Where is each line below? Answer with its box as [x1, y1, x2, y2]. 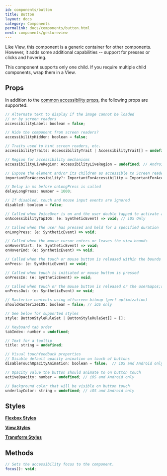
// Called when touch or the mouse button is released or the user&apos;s [5, 284, 164, 289]
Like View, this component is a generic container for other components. [5, 44, 152, 50]
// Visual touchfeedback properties [5, 352, 81, 357]
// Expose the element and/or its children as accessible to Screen [5, 171, 150, 176]
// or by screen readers [5, 116, 57, 122]
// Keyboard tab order [5, 325, 52, 330]
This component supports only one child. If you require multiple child [5, 64, 147, 70]
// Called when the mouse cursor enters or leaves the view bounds [5, 239, 148, 244]
